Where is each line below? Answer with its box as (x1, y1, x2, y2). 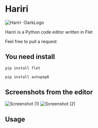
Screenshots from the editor (5, 88, 93, 96)
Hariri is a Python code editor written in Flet (5, 29, 93, 35)
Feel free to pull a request (5, 38, 57, 44)
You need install (5, 53, 55, 61)
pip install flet (5, 65, 41, 70)
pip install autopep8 (5, 74, 49, 79)
